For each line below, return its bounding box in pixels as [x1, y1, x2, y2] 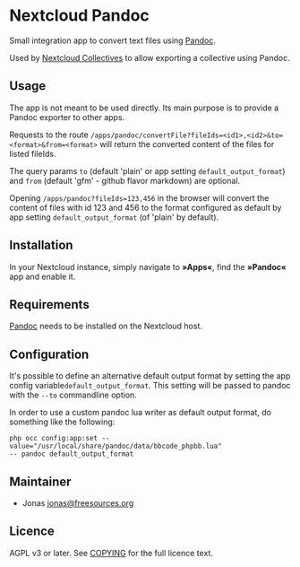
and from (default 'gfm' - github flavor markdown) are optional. [9, 175, 241, 186]
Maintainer [9, 474, 72, 489]
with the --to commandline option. [9, 389, 137, 400]
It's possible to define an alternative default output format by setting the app [9, 371, 291, 381]
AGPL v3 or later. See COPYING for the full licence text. [9, 547, 213, 558]
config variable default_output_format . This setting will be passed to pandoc [9, 380, 291, 391]
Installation [9, 238, 73, 253]
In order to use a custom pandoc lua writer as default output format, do [9, 407, 271, 418]
